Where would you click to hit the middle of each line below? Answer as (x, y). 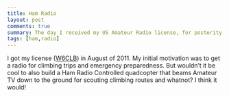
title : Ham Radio (32, 13)
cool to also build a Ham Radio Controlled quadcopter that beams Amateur (112, 73)
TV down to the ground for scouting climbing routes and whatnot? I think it (112, 80)
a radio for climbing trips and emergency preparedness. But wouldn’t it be (111, 66)
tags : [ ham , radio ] (33, 39)
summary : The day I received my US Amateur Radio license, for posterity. (116, 32)
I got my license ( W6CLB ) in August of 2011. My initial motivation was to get (114, 58)
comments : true (29, 26)
